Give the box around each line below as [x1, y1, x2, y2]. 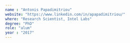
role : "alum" [5, 26, 32, 31]
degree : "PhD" [5, 21, 35, 26]
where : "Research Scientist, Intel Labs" [5, 16, 92, 21]
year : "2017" [5, 30, 35, 35]
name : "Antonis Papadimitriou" [5, 7, 72, 12]
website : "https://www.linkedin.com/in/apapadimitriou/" [5, 12, 126, 17]
